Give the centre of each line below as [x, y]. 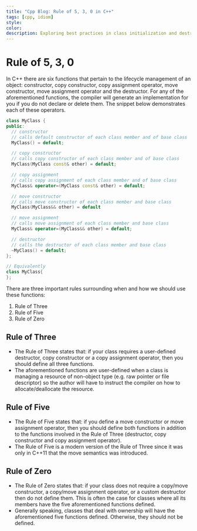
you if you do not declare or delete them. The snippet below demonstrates [96, 104]
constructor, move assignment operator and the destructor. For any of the [95, 91]
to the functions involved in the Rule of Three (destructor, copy [90, 434]
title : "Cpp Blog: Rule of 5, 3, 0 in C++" [60, 11]
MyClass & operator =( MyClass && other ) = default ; [72, 229]
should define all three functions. [55, 364]
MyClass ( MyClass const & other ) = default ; [64, 164]
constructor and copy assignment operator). [68, 440]
